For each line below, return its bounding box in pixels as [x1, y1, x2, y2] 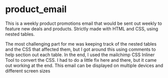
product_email [5, 4, 67, 15]
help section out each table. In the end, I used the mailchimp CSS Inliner [5, 52, 155, 58]
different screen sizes [5, 67, 50, 74]
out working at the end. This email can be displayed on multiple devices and [5, 62, 163, 68]
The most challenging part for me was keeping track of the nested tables [5, 41, 157, 47]
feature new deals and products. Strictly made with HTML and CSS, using [5, 25, 158, 31]
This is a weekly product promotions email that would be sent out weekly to [5, 20, 162, 26]
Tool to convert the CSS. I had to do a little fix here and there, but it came [5, 57, 157, 63]
